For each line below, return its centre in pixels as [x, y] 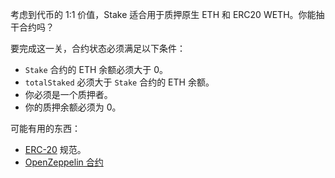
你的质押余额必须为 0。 [73, 107]
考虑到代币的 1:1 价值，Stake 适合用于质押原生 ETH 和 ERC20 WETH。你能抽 [167, 14]
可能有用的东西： [45, 128]
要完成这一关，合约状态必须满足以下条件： [98, 48]
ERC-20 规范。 [55, 149]
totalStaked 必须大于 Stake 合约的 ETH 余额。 [119, 82]
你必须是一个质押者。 [68, 94]
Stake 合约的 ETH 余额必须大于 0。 [96, 69]
